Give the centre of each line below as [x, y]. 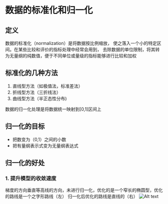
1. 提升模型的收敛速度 [31, 178]
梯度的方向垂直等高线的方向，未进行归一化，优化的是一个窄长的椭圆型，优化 [84, 190]
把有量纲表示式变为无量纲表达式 [45, 145]
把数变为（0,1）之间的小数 [39, 139]
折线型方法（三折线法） [36, 92]
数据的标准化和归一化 [49, 10]
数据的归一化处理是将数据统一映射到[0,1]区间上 [53, 109]
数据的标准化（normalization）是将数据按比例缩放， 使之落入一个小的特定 [81, 43]
